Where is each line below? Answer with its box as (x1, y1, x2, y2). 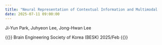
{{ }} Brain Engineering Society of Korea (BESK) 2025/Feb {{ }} (5, 34, 128, 40)
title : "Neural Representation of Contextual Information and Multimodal (5, 7, 158, 12)
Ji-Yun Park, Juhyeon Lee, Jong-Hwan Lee (5, 25, 91, 30)
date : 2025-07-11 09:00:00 (5, 12, 60, 16)
